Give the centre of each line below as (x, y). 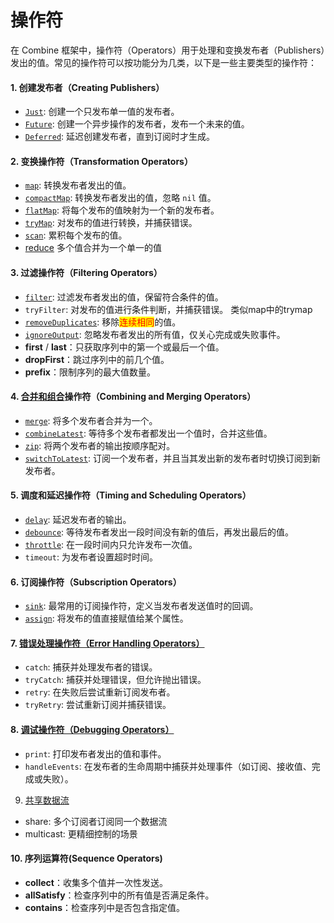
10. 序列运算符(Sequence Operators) (86, 858)
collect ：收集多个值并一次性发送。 (96, 882)
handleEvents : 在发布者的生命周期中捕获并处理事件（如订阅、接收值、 (168, 766)
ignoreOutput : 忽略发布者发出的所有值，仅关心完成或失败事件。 (155, 334)
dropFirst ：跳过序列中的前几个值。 (97, 359)
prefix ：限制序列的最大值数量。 (90, 372)
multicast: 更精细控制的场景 (81, 833)
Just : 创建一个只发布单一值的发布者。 (102, 112)
